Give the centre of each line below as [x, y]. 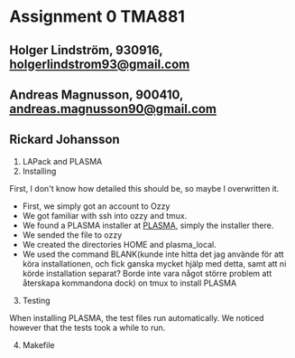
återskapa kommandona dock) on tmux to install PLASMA [129, 283]
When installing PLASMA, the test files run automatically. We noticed [137, 317]
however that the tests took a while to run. [88, 327]
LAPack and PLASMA [62, 161]
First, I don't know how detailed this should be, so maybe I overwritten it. [144, 188]
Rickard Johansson [65, 140]
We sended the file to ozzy [72, 235]
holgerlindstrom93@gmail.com [100, 64]
